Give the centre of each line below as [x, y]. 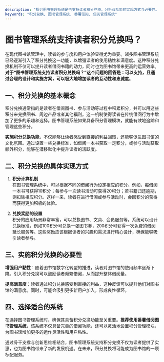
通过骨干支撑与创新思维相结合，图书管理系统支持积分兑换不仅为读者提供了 [80, 342]
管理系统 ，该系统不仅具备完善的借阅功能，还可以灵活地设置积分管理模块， [84, 326]
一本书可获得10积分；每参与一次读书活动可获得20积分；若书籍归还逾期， [85, 191]
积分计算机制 [25, 179]
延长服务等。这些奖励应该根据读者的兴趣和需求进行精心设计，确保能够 [83, 232]
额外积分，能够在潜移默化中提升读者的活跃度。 [52, 149]
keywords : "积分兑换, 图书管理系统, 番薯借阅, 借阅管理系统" [61, 14]
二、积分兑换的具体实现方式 [47, 166]
